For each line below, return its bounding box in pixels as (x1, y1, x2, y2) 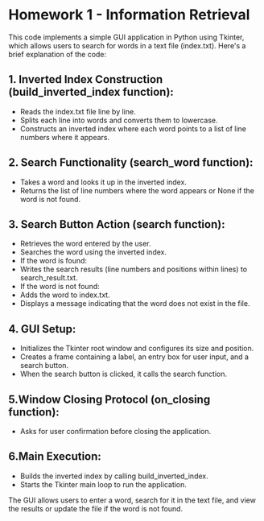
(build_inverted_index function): (8, 85, 175, 99)
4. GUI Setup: (8, 322, 76, 336)
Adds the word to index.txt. (19, 290, 110, 300)
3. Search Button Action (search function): (8, 217, 225, 231)
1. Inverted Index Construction (8, 72, 163, 86)
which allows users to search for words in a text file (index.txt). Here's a (8, 40, 246, 50)
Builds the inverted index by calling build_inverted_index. (19, 471, 208, 481)
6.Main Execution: (8, 449, 102, 464)
